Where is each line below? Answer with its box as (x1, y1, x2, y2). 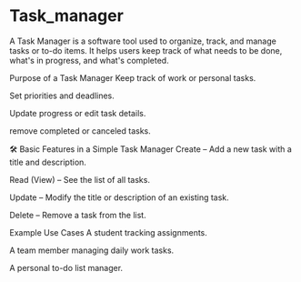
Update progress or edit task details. (9, 107, 146, 118)
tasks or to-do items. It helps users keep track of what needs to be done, (9, 45, 283, 55)
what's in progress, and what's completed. (9, 55, 170, 65)
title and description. (9, 156, 86, 167)
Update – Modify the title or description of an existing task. (9, 192, 229, 203)
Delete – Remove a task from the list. (9, 209, 147, 220)
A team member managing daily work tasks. (9, 245, 175, 256)
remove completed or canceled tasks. (9, 125, 152, 136)
